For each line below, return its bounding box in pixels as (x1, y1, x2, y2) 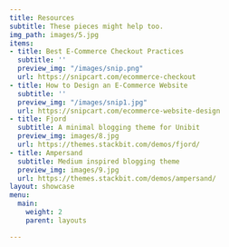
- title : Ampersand (9, 148, 83, 157)
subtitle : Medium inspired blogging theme (17, 156, 180, 166)
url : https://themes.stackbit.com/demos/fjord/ (17, 140, 201, 149)
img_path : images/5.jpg (9, 30, 100, 39)
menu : (9, 191, 30, 200)
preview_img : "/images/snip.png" (17, 64, 144, 74)
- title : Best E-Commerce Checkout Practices (9, 47, 184, 56)
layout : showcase (9, 183, 75, 192)
